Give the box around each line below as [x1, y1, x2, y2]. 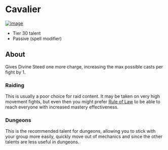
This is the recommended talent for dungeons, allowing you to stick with [5, 128, 156, 134]
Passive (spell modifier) [12, 35, 62, 42]
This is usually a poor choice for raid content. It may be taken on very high [5, 93, 160, 99]
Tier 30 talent [12, 30, 41, 36]
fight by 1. [5, 69, 26, 75]
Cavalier [5, 4, 41, 15]
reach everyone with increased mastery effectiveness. [5, 104, 119, 110]
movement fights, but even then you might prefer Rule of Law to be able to [5, 99, 160, 105]
